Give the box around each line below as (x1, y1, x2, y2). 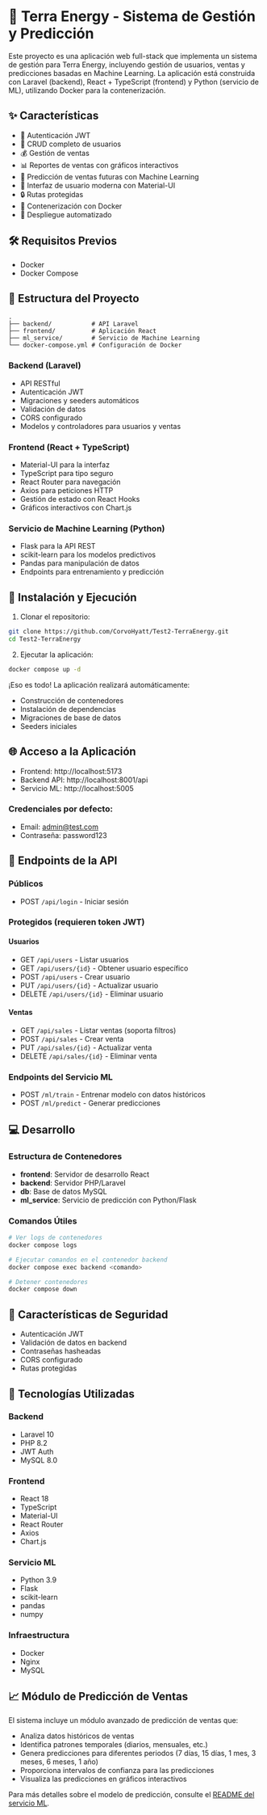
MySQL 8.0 (19, 1455, 58, 1465)
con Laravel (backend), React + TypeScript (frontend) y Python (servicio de (8, 77, 260, 86)
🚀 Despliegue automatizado (19, 209, 112, 219)
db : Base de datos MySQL (19, 1186, 107, 1196)
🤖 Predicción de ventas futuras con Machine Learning (19, 171, 199, 181)
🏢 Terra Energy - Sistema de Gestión (8, 7, 256, 26)
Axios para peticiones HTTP (19, 485, 114, 495)
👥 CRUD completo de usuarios (19, 139, 122, 149)
